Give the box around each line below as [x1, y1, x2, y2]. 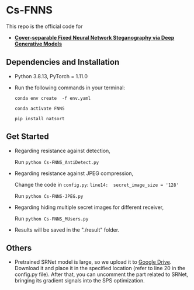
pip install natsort [14, 116, 65, 121]
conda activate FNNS [14, 106, 65, 111]
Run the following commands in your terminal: [14, 84, 126, 91]
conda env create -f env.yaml [14, 95, 91, 101]
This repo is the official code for [6, 23, 83, 30]
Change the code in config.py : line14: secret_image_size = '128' [14, 181, 179, 188]
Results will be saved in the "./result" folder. [14, 226, 120, 233]
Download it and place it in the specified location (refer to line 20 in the [14, 265, 186, 272]
